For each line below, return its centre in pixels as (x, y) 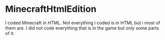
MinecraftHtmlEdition (51, 9)
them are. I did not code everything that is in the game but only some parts (82, 28)
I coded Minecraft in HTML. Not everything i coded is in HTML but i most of (83, 23)
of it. (10, 33)
